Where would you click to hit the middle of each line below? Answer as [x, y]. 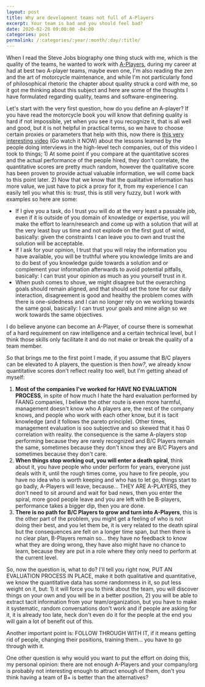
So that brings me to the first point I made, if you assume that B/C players [99, 358]
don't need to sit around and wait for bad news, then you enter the [99, 493]
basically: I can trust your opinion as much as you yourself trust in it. [101, 276]
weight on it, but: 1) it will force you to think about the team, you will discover [103, 589]
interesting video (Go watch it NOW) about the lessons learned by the [94, 141]
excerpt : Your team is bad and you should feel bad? [75, 23]
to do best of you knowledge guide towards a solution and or [92, 263]
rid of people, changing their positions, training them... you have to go [94, 639]
